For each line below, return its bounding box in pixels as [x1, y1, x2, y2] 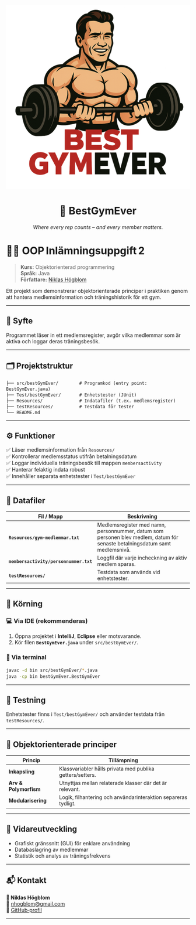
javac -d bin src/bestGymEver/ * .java [6, 667, 98, 673]
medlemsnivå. [97, 546, 131, 553]
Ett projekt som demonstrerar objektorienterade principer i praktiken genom [6, 287, 188, 294]
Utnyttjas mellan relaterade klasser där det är [59, 780, 167, 787]
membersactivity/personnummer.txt [8, 558, 93, 564]
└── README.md [6, 409, 41, 415]
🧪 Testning [6, 695, 46, 705]
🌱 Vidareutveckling [6, 824, 78, 834]
